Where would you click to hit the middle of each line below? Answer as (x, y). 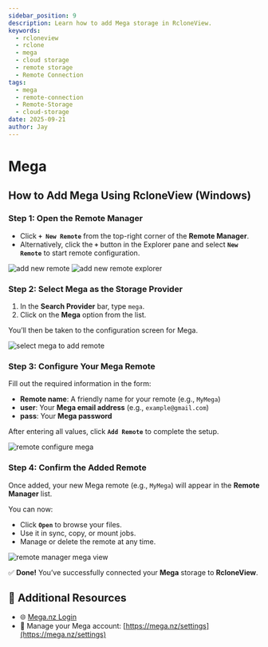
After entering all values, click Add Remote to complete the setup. (114, 432)
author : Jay (28, 127)
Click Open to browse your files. (71, 524)
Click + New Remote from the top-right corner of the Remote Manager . (134, 235)
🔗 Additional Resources (67, 598)
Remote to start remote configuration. (80, 253)
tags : (17, 82)
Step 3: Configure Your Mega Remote (82, 366)
